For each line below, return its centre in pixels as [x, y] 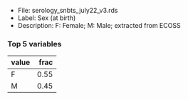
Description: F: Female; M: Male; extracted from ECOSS [99, 25]
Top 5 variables [35, 44]
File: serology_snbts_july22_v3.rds [68, 10]
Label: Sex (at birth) [47, 18]
